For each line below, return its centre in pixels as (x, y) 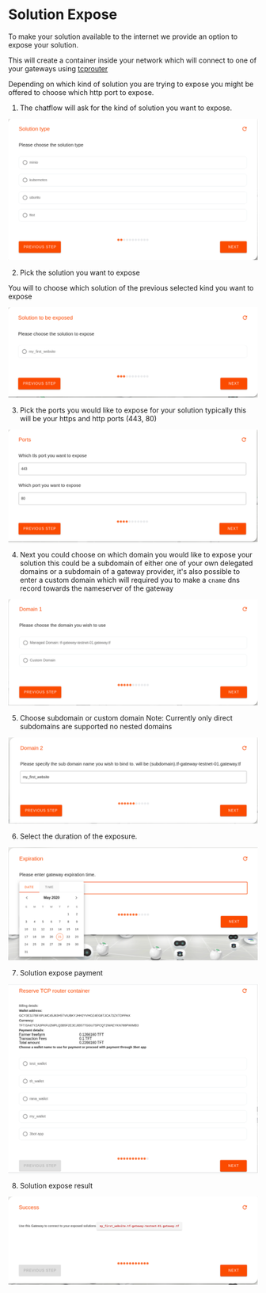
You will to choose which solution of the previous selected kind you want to (131, 287)
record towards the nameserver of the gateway (97, 588)
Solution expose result (56, 1185)
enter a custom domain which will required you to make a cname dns (129, 580)
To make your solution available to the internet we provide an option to (123, 36)
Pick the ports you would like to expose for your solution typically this (133, 410)
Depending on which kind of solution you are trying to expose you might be (131, 84)
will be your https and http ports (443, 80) (88, 418)
